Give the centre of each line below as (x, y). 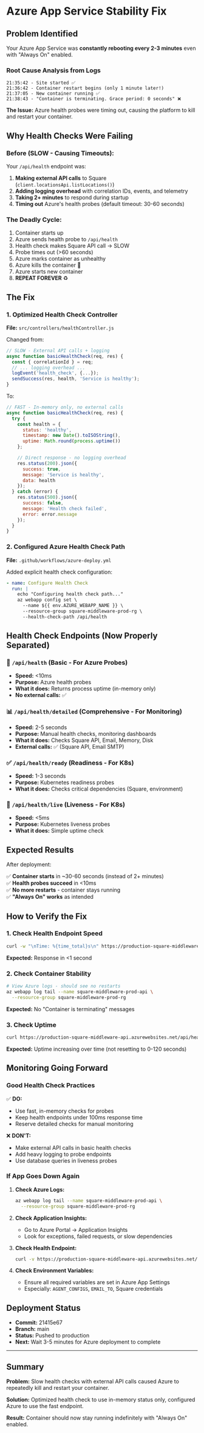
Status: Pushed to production (52, 1336)
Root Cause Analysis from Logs (54, 70)
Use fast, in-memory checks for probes (64, 1111)
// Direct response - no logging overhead (72, 458)
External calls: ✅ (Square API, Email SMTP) (70, 746)
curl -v (25, 1259)
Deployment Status (43, 1308)
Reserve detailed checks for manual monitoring (74, 1124)
